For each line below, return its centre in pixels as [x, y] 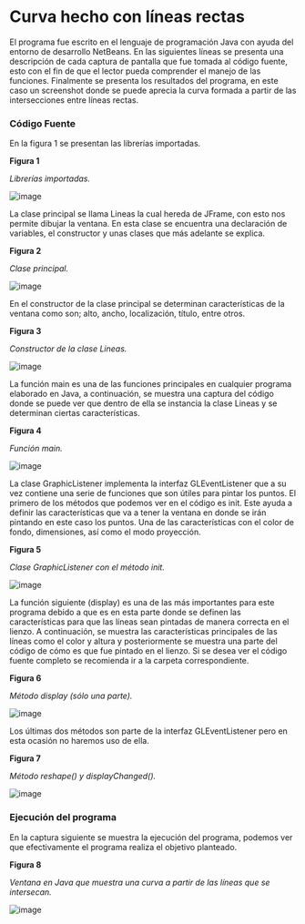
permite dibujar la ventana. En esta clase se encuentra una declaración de [148, 224]
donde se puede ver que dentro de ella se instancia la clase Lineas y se [143, 403]
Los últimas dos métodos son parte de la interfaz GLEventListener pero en [149, 731]
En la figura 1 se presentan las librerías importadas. [105, 144]
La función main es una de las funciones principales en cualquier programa [151, 384]
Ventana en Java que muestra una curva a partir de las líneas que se [140, 882]
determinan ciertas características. [75, 413]
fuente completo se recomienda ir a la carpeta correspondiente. [129, 661]
